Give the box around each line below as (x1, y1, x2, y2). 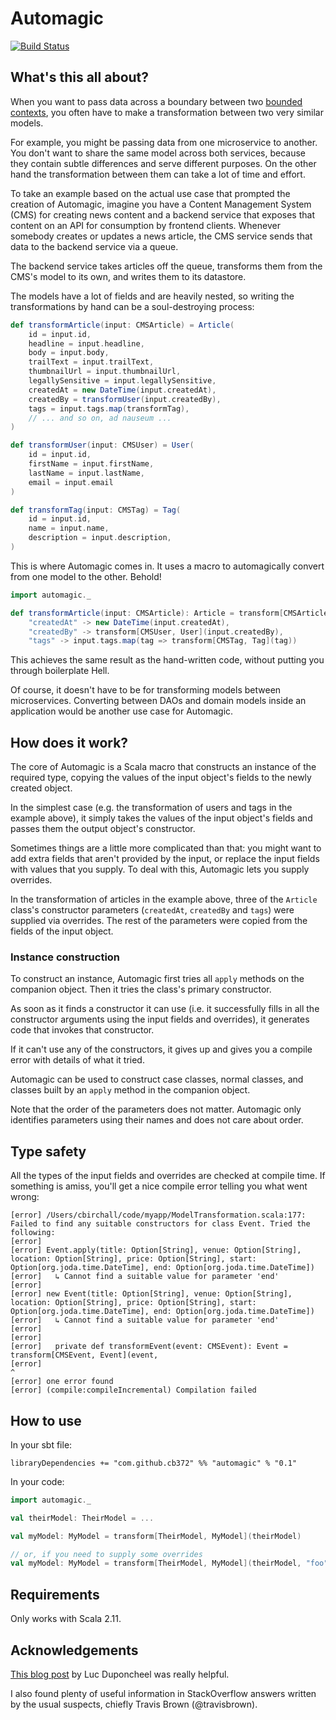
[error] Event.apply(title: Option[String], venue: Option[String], (10, 1245, 302, 1256)
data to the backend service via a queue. (10, 240, 179, 252)
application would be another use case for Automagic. (10, 705, 234, 717)
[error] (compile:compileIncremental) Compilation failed (10, 1385, 257, 1396)
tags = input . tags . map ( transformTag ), (28, 403, 190, 414)
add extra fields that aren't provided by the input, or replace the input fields (10, 853, 320, 865)
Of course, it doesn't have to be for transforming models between (10, 684, 282, 696)
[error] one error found (10, 1377, 114, 1387)
